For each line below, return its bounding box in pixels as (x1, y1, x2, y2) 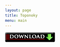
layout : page (5, 8, 31, 13)
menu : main (5, 18, 27, 23)
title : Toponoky (5, 13, 38, 18)
